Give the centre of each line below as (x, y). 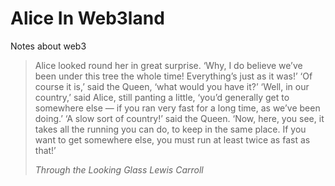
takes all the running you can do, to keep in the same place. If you (170, 129)
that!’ (45, 150)
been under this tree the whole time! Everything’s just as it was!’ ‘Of (173, 76)
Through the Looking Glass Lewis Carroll (119, 169)
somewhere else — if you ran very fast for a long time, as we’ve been (177, 108)
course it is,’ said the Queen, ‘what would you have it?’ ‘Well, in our (172, 86)
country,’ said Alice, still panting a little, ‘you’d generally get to (162, 97)
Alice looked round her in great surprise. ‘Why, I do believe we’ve (168, 65)
